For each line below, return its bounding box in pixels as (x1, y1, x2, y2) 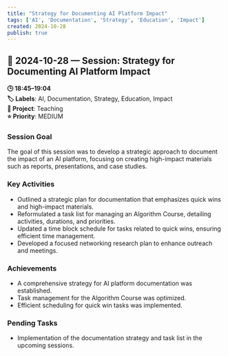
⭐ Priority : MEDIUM (7, 112, 63, 121)
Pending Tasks (7, 318, 58, 328)
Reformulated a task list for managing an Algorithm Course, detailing (17, 209, 211, 218)
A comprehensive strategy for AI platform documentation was (17, 279, 193, 287)
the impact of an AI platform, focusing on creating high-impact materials (7, 155, 212, 163)
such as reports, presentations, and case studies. (7, 163, 147, 171)
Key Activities (7, 180, 55, 189)
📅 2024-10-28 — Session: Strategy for (7, 54, 176, 66)
